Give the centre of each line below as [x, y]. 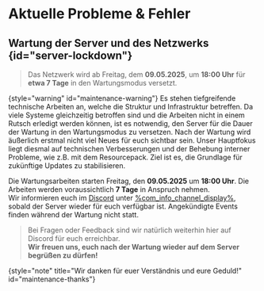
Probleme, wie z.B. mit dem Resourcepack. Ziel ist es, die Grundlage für [126, 157]
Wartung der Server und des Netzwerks [109, 43]
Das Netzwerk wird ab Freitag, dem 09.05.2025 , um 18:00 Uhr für [136, 75]
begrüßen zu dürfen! [63, 255]
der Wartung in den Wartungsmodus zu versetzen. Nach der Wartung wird [130, 132]
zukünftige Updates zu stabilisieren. [67, 166]
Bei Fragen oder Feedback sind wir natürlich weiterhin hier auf [129, 230]
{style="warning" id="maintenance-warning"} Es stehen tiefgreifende [122, 98]
